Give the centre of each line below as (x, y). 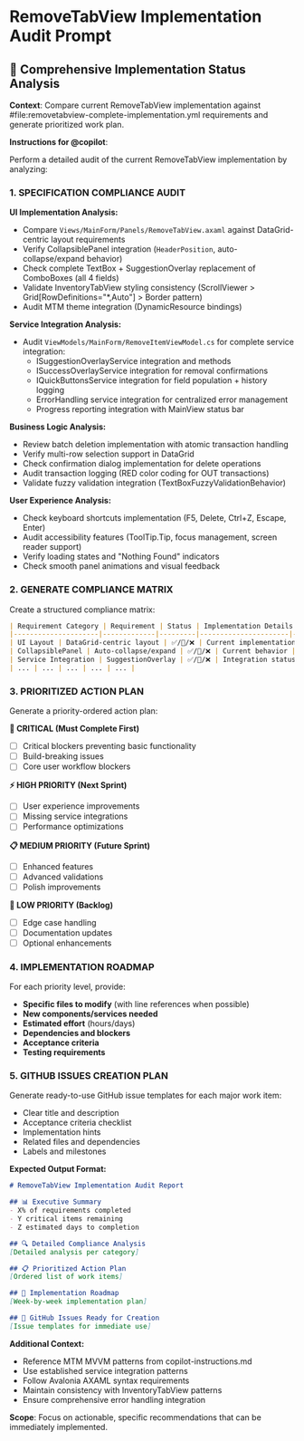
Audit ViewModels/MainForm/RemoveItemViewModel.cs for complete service (158, 342)
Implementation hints (62, 1132)
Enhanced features (57, 866)
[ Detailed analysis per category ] (75, 1252)
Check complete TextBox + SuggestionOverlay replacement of (139, 268)
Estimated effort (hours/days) (79, 1023)
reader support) (52, 547)
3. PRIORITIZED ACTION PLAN (77, 691)
